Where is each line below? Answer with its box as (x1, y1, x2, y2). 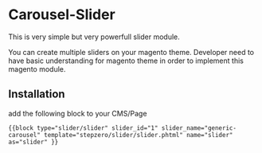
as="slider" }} (8, 138, 59, 146)
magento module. (8, 64, 66, 73)
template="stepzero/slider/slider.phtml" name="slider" (43, 131, 233, 139)
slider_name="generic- (161, 124, 237, 132)
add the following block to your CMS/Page (8, 108, 147, 118)
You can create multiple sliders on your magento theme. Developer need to (8, 47, 255, 57)
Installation (8, 88, 65, 101)
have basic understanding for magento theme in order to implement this (8, 56, 244, 65)
